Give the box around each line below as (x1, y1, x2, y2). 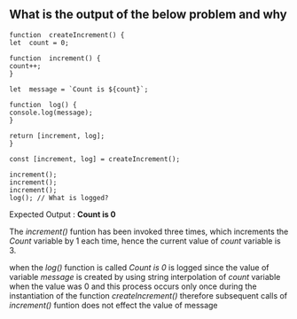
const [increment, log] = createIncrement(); (9, 154, 180, 163)
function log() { (9, 100, 77, 109)
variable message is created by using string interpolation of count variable (9, 271, 281, 282)
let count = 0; (9, 38, 69, 47)
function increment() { (9, 53, 101, 63)
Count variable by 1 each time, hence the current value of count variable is (9, 235, 281, 246)
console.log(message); (9, 108, 93, 117)
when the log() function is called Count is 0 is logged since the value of (9, 261, 270, 273)
